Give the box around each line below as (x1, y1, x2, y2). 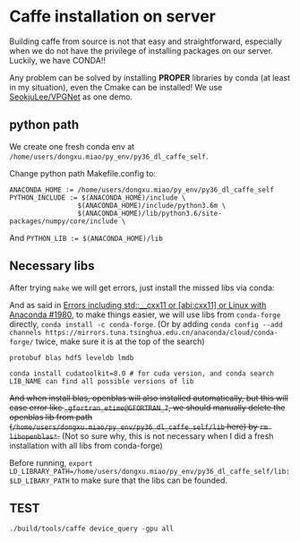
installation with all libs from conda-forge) (9, 440, 163, 451)
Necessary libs (9, 258, 95, 274)
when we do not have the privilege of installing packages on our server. (9, 45, 273, 56)
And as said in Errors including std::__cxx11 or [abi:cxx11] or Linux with (9, 299, 267, 310)
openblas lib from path (9, 411, 93, 422)
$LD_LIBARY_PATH (9, 477, 70, 486)
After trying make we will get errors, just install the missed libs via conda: (9, 282, 275, 293)
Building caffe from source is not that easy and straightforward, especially (9, 36, 282, 47)
